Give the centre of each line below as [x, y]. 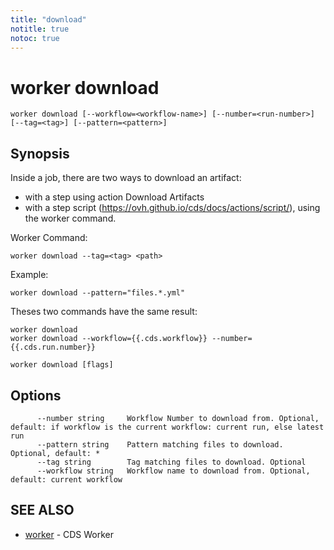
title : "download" [48, 19]
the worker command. [70, 218]
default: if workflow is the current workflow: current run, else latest [167, 427]
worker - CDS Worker [69, 534]
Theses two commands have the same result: [104, 312]
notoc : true [35, 38]
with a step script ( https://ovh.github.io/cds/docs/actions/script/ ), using [172, 208]
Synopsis [40, 153]
